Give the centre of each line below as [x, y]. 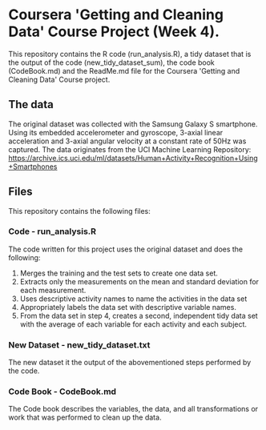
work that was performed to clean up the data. [85, 417]
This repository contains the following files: [79, 211]
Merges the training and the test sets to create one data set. [119, 273]
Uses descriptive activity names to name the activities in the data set [133, 299]
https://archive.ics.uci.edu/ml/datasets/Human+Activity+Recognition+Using [133, 158]
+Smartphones [33, 167]
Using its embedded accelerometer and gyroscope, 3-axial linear [116, 132]
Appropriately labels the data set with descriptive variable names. [128, 307]
